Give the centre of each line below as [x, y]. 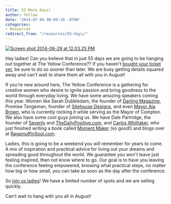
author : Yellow [21, 15]
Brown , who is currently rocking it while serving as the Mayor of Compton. [83, 112]
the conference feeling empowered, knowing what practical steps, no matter [86, 165]
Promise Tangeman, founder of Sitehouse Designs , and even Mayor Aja [80, 106]
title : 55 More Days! [28, 10]
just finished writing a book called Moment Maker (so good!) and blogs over [85, 128]
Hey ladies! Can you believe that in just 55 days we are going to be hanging [84, 58]
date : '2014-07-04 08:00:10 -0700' [43, 19]
